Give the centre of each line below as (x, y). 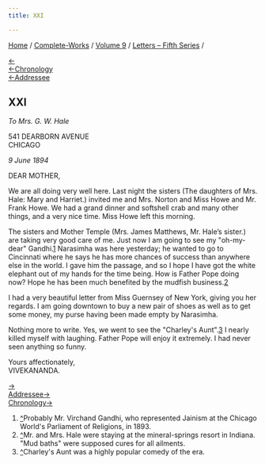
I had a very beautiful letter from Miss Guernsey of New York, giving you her (132, 297)
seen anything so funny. (47, 347)
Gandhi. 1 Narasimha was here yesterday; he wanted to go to (126, 249)
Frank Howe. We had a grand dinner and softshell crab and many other (123, 208)
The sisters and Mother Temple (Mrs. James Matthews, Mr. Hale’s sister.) (127, 232)
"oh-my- (232, 240)
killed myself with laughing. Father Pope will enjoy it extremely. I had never (130, 339)
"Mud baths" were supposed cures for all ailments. (102, 443)
